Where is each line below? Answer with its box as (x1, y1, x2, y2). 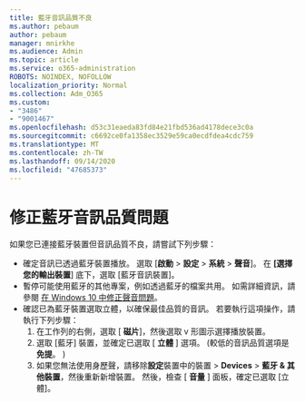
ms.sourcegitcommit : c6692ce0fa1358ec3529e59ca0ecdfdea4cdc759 (9, 132, 254, 141)
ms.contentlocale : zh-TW (9, 148, 103, 157)
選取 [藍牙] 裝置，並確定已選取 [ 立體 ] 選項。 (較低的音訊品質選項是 (35, 338, 290, 348)
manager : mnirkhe (9, 38, 75, 48)
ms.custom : (9, 97, 51, 107)
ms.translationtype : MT (9, 140, 100, 149)
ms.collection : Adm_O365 (9, 89, 103, 98)
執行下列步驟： (22, 315, 79, 326)
